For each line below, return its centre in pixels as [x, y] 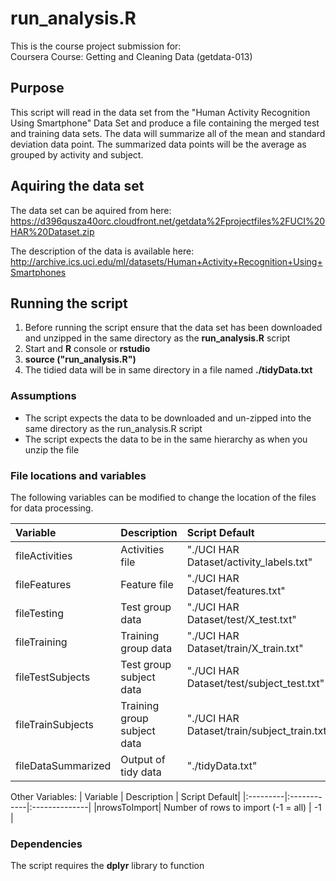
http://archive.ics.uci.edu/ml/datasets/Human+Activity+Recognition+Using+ [166, 261]
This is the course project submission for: [96, 46]
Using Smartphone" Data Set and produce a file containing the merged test [165, 123]
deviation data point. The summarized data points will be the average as [158, 144]
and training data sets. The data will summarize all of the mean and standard [168, 133]
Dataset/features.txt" [236, 590]
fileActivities [44, 555]
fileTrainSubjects [54, 724]
